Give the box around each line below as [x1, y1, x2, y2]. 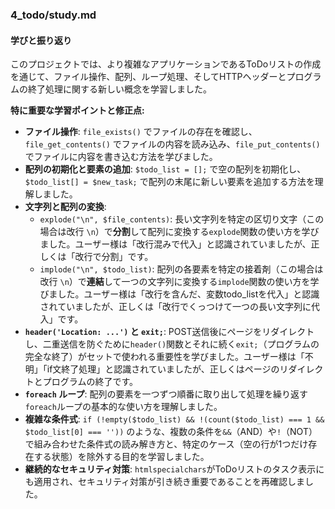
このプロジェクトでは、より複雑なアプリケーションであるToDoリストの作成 [10, 58, 322, 70]
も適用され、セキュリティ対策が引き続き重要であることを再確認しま [24, 476, 305, 488]
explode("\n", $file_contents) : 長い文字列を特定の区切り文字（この [39, 213, 325, 225]
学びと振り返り [10, 34, 72, 46]
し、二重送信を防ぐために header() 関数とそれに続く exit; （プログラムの [24, 338, 320, 350]
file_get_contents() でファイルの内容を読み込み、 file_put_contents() [24, 138, 321, 150]
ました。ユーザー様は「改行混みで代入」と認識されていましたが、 [39, 238, 312, 250]
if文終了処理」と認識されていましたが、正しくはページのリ [46, 363, 289, 375]
